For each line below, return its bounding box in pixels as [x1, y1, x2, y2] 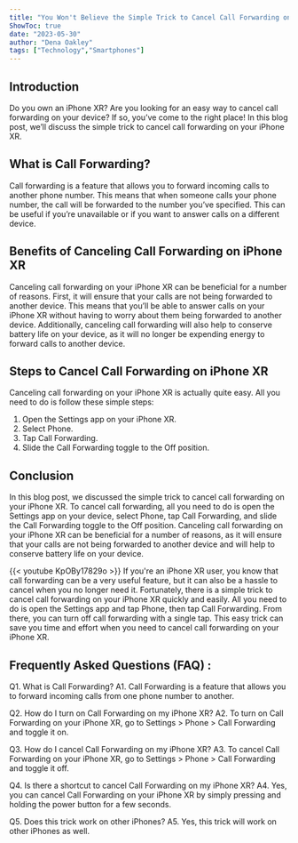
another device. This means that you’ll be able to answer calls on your [9, 300, 265, 311]
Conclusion [9, 468, 74, 483]
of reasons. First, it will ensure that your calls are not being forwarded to [9, 291, 273, 301]
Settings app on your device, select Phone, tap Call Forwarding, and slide [9, 510, 278, 521]
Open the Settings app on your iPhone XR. [21, 414, 177, 425]
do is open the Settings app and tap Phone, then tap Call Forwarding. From [9, 604, 282, 614]
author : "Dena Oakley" [9, 37, 93, 47]
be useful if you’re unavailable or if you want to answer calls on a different [9, 208, 279, 219]
